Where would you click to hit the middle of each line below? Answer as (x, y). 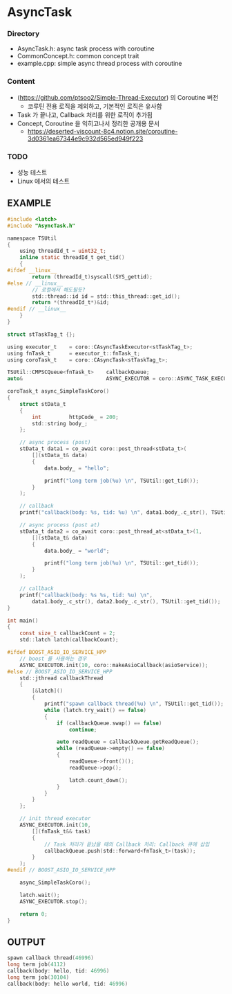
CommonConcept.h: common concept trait (78, 56)
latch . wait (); (40, 895)
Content (21, 82)
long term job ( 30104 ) (38, 977)
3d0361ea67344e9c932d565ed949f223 (85, 139)
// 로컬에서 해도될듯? (59, 290)
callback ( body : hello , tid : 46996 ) (58, 970)
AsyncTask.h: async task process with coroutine (86, 48)
